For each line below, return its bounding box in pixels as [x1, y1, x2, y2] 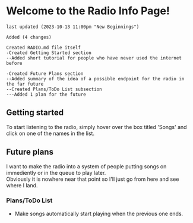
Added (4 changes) [6, 34, 52, 40]
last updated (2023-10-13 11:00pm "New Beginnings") [6, 24, 140, 30]
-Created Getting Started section [6, 49, 92, 56]
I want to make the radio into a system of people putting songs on [6, 162, 167, 170]
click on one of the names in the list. [6, 130, 95, 137]
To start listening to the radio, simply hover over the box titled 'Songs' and [6, 123, 187, 130]
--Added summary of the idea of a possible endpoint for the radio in [6, 76, 185, 81]
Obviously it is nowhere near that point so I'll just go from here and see [6, 175, 179, 183]
